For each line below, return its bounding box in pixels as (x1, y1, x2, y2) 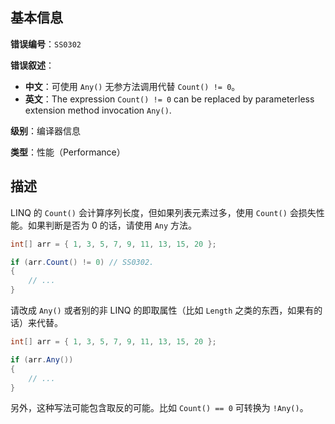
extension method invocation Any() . (24, 104, 172, 116)
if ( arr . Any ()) (10, 354, 74, 365)
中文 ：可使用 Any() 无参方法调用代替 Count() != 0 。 (24, 80, 241, 92)
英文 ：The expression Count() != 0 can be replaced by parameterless (24, 93, 315, 105)
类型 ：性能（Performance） (10, 146, 126, 158)
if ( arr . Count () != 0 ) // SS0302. (10, 257, 155, 267)
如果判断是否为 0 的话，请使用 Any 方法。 (27, 219, 198, 231)
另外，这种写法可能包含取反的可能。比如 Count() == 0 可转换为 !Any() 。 (10, 402, 309, 414)
